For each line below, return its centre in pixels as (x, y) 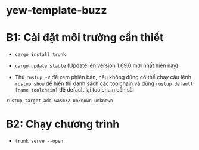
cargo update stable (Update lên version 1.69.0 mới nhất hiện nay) (97, 65)
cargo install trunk (40, 55)
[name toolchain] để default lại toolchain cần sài (74, 90)
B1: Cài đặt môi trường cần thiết (85, 38)
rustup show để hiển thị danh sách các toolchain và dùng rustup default (104, 83)
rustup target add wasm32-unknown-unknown (60, 101)
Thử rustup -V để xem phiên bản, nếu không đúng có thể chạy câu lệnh (103, 77)
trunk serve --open (39, 141)
